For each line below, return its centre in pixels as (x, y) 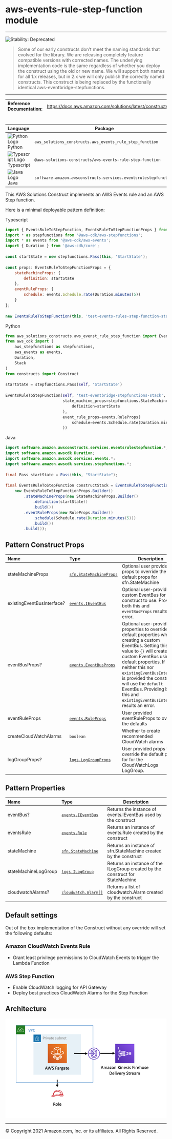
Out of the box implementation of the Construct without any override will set (85, 928)
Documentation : (25, 109)
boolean (78, 737)
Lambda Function (31, 963)
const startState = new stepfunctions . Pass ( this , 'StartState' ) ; (76, 257)
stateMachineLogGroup (32, 871)
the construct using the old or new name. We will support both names (91, 71)
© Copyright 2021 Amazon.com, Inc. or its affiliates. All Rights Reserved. (82, 1131)
